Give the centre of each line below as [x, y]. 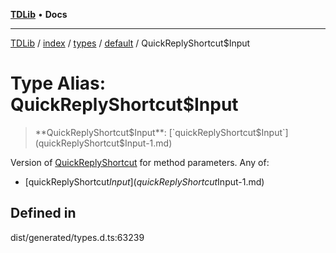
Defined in [43, 213]
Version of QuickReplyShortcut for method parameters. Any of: [140, 162]
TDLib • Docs [39, 14]
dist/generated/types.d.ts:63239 [77, 237]
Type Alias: [58, 83]
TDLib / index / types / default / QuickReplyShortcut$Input [130, 43]
